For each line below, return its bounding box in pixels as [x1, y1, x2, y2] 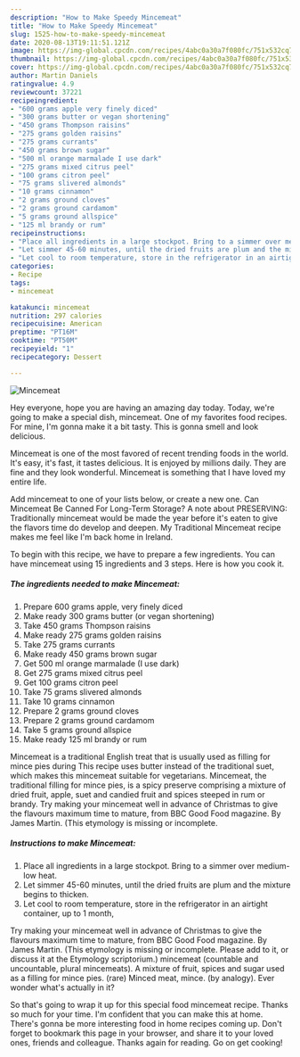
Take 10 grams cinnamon [22, 696, 115, 706]
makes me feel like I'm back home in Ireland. [10, 532, 174, 542]
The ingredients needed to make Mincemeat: [10, 579, 181, 590]
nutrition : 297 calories [10, 311, 102, 320]
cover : [10, 63, 35, 72]
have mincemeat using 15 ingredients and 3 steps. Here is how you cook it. [10, 558, 285, 569]
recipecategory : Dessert [10, 352, 102, 361]
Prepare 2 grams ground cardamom [22, 714, 155, 725]
